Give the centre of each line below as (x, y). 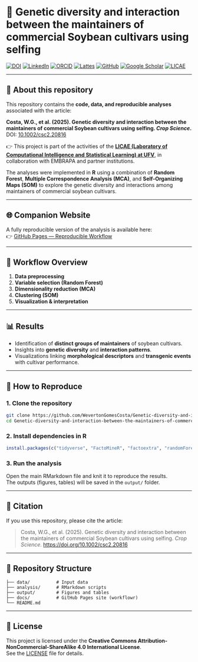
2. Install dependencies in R (47, 436)
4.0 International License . (109, 647)
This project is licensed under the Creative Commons (72, 640)
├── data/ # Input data (47, 582)
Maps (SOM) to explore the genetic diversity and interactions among (90, 185)
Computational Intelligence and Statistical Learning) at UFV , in (84, 154)
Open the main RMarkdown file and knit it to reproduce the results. (87, 476)
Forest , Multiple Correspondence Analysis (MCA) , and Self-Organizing (95, 179)
